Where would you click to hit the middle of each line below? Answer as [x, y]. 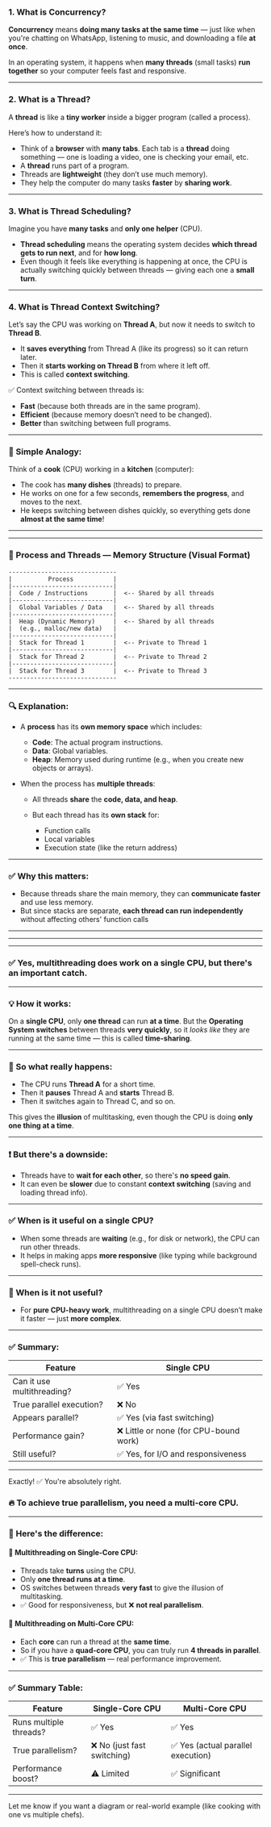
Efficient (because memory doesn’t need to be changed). [116, 415]
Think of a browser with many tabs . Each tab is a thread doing [125, 148]
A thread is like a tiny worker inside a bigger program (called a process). [129, 117]
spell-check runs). [50, 1264]
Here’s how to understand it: [55, 132]
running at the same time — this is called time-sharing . [100, 1038]
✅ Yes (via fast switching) [166, 1418]
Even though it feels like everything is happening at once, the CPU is [133, 261]
